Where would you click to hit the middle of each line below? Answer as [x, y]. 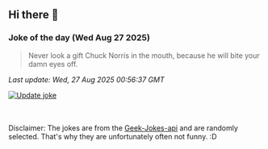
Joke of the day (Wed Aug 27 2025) [80, 38]
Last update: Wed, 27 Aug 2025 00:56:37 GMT [86, 79]
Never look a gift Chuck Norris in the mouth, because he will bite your [144, 55]
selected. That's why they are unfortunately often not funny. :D [113, 136]
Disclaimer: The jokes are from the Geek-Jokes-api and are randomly [123, 128]
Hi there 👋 [33, 15]
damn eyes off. [53, 64]
